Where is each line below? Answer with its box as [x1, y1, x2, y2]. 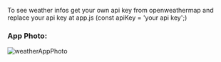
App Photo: [7, 31, 48, 41]
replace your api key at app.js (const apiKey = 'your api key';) [7, 13, 187, 22]
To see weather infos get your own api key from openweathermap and [7, 6, 214, 14]
